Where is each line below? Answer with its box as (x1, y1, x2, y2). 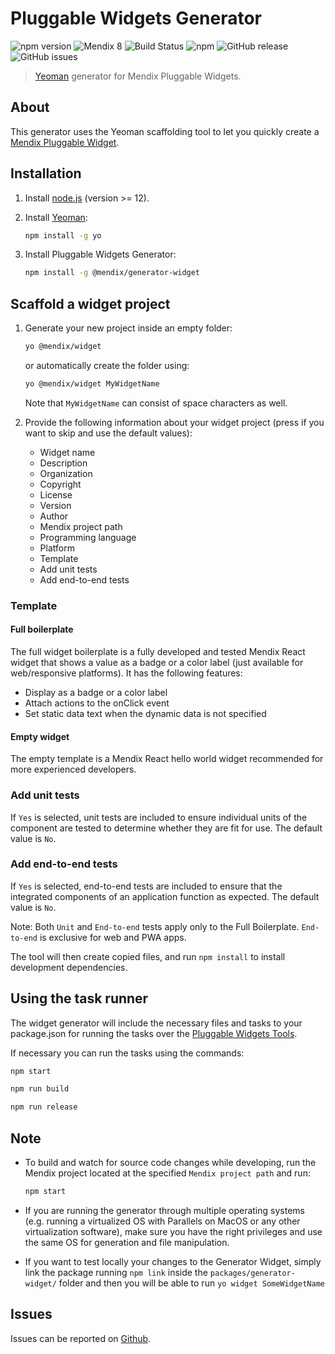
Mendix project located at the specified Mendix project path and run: (24, 1167, 311, 1179)
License (39, 488, 73, 501)
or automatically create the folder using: (24, 360, 190, 371)
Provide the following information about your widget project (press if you (24, 416, 325, 428)
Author (39, 510, 69, 522)
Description (39, 457, 88, 469)
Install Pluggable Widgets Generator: (24, 248, 177, 261)
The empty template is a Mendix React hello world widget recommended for (10, 753, 324, 765)
